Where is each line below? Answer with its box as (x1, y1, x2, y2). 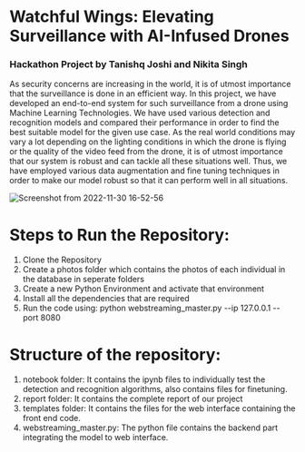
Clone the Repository (22, 254, 103, 265)
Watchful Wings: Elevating (9, 6, 215, 27)
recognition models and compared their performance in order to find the (9, 117, 280, 128)
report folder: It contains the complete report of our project (22, 393, 243, 405)
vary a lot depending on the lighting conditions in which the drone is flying (9, 136, 287, 147)
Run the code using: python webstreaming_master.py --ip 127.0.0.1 (22, 302, 271, 314)
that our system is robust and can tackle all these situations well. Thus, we (9, 156, 288, 167)
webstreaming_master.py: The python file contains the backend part (22, 422, 279, 433)
